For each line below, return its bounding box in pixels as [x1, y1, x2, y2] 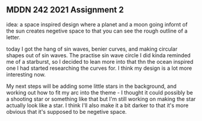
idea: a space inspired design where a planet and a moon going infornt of [6, 20, 188, 28]
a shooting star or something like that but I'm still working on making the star [6, 95, 196, 102]
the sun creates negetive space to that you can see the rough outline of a [6, 27, 188, 34]
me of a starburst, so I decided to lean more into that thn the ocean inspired [6, 58, 194, 65]
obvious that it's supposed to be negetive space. [6, 108, 127, 115]
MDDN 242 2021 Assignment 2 [6, 5, 124, 15]
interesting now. [6, 70, 46, 78]
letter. [6, 33, 21, 41]
